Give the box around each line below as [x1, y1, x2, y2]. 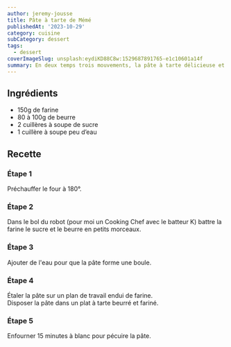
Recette [7, 148, 42, 160]
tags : [7, 42, 23, 49]
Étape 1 [7, 169, 33, 178]
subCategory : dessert [7, 36, 70, 43]
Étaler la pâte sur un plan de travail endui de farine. [7, 291, 153, 300]
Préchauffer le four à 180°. [7, 185, 82, 193]
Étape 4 [7, 276, 34, 285]
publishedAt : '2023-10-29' [7, 23, 85, 30]
